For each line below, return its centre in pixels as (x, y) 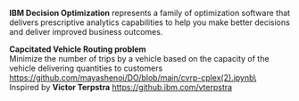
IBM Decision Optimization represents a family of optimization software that (150, 13)
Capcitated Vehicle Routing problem (78, 49)
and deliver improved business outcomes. (86, 32)
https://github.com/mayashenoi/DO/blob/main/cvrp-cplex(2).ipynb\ (133, 78)
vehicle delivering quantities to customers (86, 68)
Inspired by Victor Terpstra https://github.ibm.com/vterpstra (121, 87)
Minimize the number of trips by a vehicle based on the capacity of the (139, 59)
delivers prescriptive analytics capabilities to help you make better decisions (149, 22)
